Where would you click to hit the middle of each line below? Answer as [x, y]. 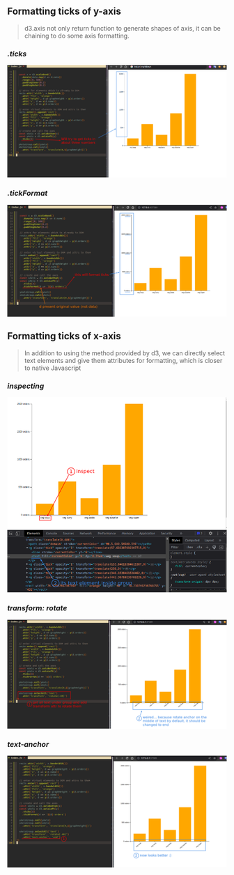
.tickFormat [28, 193]
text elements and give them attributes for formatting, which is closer [123, 360]
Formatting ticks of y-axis [64, 11]
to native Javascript [53, 368]
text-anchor [28, 744]
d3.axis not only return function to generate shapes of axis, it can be [122, 28]
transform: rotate [37, 608]
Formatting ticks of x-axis [64, 336]
